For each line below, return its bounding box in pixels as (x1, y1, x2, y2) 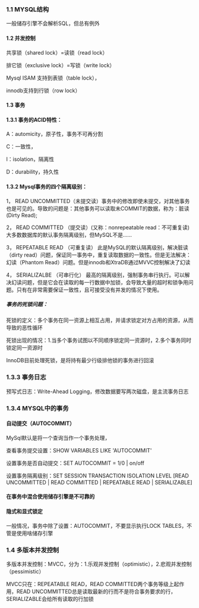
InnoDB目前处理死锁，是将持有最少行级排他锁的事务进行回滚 (6, 357, 154, 364)
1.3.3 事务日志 (6, 373, 46, 381)
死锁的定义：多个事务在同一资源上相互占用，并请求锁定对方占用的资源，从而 (6, 316, 194, 324)
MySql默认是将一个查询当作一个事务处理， (6, 434, 110, 441)
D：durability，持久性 (6, 168, 59, 176)
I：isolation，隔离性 (6, 156, 55, 163)
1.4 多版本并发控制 (6, 546, 59, 554)
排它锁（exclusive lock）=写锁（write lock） (6, 61, 115, 69)
